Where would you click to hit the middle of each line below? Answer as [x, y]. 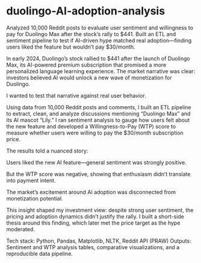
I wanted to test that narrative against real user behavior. [76, 95]
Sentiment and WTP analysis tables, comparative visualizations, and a [93, 247]
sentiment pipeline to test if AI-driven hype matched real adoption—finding [99, 40]
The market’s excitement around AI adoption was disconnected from [91, 192]
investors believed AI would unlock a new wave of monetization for [89, 77]
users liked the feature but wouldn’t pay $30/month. [71, 47]
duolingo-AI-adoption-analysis [86, 11]
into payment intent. [31, 180]
